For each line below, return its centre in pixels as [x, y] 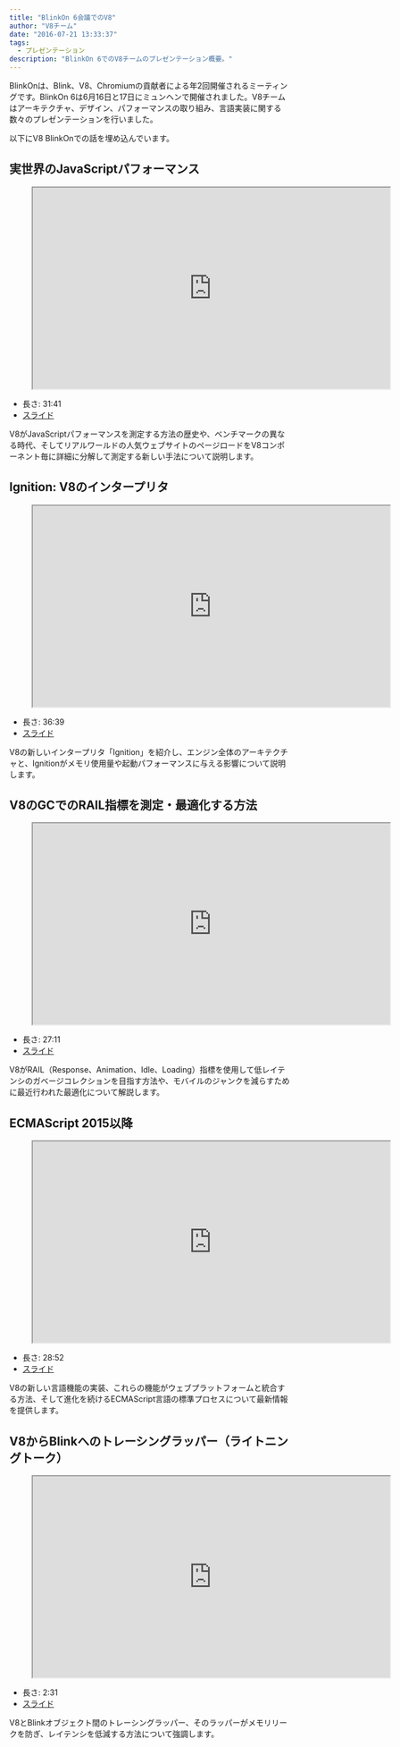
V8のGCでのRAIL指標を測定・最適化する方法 [133, 806]
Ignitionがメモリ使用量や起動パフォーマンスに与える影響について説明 [159, 763]
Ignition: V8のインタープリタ [89, 487]
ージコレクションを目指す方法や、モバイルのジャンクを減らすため [169, 1081]
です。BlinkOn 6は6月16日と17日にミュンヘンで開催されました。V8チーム [151, 97]
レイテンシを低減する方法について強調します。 [133, 1734]
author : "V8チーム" [43, 26]
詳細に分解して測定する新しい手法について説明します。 [157, 456]
